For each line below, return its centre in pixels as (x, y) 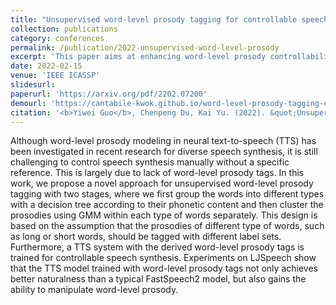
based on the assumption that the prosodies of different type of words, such (167, 226)
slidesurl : (33, 85)
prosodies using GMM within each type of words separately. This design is (164, 215)
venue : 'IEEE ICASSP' (55, 76)
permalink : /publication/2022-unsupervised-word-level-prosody (145, 47)
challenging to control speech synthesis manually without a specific (150, 162)
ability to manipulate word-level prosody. (94, 290)
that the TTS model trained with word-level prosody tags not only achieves (164, 268)
